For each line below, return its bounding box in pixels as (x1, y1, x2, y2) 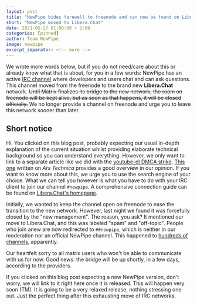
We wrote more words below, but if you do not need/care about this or (6, 63, 176, 70)
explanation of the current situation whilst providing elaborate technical (6, 145, 178, 153)
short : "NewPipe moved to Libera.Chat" (6, 19, 104, 25)
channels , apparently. (6, 238, 59, 245)
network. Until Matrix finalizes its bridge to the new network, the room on (6, 88, 183, 95)
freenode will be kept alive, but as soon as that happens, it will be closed (6, 94, 182, 101)
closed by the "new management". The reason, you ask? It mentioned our (6, 213, 184, 220)
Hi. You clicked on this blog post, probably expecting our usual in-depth (6, 139, 180, 146)
